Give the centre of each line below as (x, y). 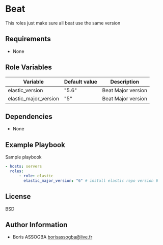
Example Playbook (35, 145)
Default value (81, 81)
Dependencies (29, 116)
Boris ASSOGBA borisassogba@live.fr (52, 237)
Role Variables (29, 67)
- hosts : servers (24, 167)
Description (125, 81)
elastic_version (25, 90)
